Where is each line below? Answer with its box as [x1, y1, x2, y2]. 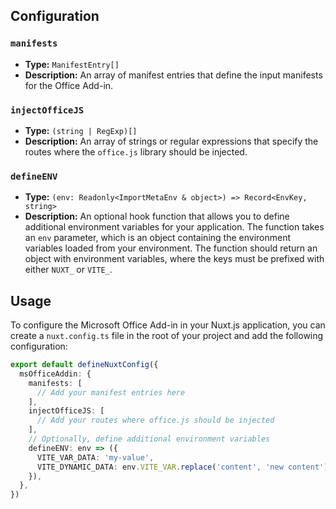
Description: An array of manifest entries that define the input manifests [24, 69, 323, 81]
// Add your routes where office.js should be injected [36, 415, 275, 426]
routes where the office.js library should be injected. [24, 145, 248, 158]
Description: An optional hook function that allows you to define [24, 210, 290, 223]
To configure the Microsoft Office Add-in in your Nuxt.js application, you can [10, 319, 326, 331]
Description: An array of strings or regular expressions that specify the [24, 135, 319, 147]
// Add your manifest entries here [36, 387, 186, 398]
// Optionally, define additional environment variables [28, 434, 271, 444]
